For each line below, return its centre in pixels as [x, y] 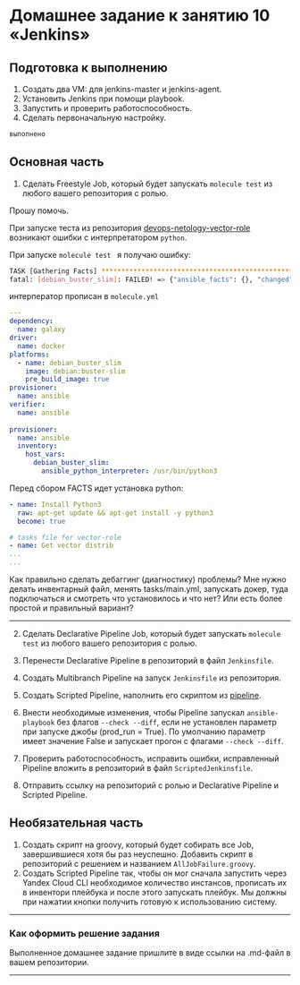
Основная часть [57, 162]
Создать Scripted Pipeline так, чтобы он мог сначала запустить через [154, 873]
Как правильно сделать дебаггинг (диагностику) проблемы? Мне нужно [148, 579]
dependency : [31, 321]
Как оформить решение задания [85, 933]
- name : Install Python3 [55, 504]
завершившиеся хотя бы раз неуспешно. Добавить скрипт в [137, 854]
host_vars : [46, 454]
